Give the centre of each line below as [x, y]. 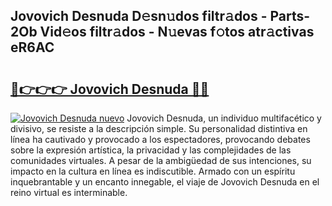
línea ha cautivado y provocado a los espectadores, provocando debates [160, 139]
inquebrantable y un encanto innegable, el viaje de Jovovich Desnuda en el [165, 182]
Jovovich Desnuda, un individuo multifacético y [224, 118]
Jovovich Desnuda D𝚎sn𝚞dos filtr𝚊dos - [139, 16]
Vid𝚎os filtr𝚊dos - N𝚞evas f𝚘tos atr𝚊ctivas [177, 32]
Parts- [290, 16]
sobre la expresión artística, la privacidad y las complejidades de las [151, 150]
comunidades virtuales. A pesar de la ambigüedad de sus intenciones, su [161, 160]
